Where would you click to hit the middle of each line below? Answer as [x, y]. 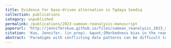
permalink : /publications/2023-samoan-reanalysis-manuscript [72, 24]
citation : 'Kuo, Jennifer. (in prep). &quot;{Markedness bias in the [81, 33]
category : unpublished [29, 19]
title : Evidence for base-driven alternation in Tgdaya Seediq [74, 10]
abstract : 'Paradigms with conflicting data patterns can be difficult [83, 38]
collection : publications [33, 14]
